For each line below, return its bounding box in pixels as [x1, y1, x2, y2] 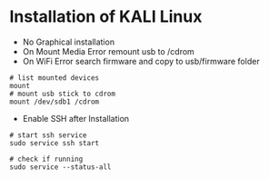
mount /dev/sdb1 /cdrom [9, 97, 100, 106]
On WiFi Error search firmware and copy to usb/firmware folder [22, 55, 261, 66]
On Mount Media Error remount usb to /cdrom [22, 45, 195, 56]
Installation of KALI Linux [9, 6, 203, 27]
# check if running [9, 154, 84, 164]
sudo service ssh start [9, 138, 100, 147]
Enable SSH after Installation [22, 113, 130, 124]
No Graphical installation [22, 36, 115, 47]
